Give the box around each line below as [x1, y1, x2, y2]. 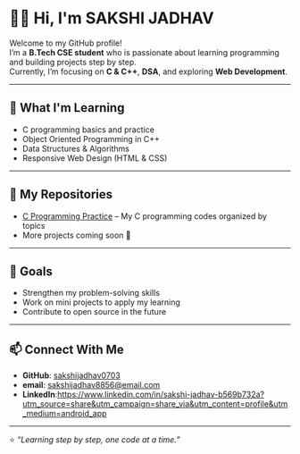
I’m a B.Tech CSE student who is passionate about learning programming [9, 46, 279, 57]
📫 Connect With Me [9, 341, 125, 357]
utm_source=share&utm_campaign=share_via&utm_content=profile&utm [21, 399, 288, 409]
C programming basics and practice [21, 124, 154, 135]
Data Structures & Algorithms [21, 143, 129, 154]
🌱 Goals [9, 264, 54, 279]
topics [21, 220, 46, 231]
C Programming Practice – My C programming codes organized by [21, 210, 268, 222]
